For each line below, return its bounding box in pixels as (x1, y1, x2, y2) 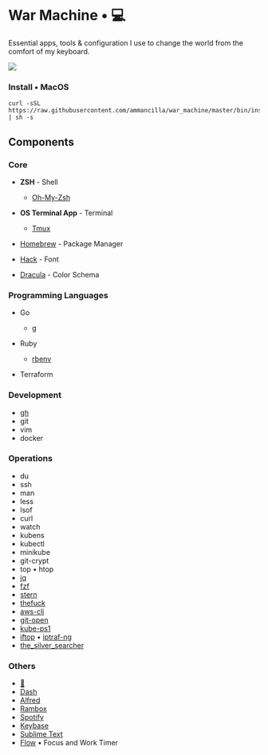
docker (19, 433, 44, 442)
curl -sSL (8, 100, 41, 108)
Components (8, 135, 74, 148)
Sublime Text (19, 729, 64, 739)
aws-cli (19, 607, 45, 616)
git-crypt (19, 556, 49, 565)
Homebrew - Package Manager (19, 238, 124, 248)
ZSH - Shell (19, 177, 58, 187)
